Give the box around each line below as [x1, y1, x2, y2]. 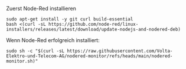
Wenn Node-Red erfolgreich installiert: [6, 37, 100, 43]
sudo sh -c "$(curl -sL [6, 48, 65, 54]
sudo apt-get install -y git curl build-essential [6, 16, 133, 22]
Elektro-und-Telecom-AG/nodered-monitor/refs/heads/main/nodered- [6, 53, 173, 59]
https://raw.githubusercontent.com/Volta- [67, 48, 173, 54]
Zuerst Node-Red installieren [6, 5, 77, 12]
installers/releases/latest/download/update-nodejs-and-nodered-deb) [6, 26, 181, 32]
